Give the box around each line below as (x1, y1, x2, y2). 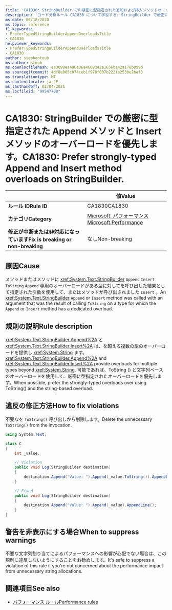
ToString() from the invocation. (5, 422, 72, 428)
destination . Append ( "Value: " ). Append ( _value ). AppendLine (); (24, 503, 157, 508)
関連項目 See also (5, 584, 60, 593)
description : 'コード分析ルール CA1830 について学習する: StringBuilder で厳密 (5, 12, 165, 17)
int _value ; (14, 451, 40, 456)
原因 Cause (5, 262, 40, 270)
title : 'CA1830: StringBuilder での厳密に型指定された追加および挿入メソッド (5, 7, 158, 13)
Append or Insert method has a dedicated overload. (5, 306, 114, 312)
